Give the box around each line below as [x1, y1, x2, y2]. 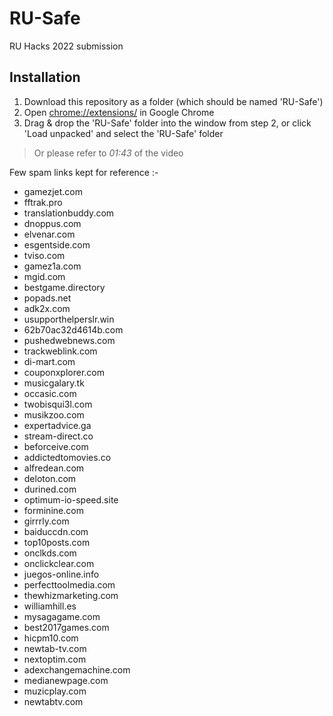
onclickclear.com [23, 557, 95, 569]
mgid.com [23, 270, 66, 282]
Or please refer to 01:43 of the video [33, 147, 184, 159]
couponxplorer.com [23, 366, 105, 378]
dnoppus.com [23, 217, 82, 229]
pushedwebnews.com [23, 334, 116, 346]
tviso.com [23, 249, 66, 261]
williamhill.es [23, 600, 77, 612]
